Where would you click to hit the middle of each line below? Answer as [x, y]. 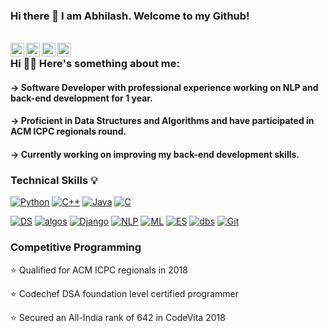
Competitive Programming [76, 247]
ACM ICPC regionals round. [68, 131]
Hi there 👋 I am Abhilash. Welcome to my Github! [130, 16]
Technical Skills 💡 [54, 180]
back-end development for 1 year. [81, 98]
